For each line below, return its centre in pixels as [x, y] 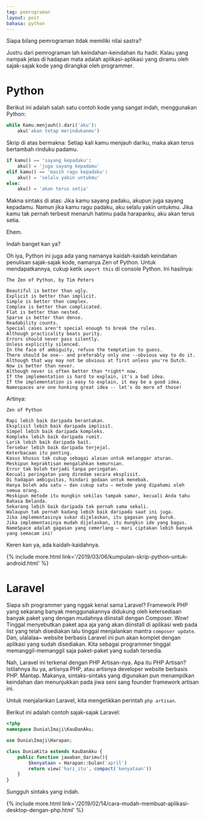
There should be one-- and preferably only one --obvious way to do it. [101, 355]
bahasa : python [26, 23]
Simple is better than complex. [47, 302]
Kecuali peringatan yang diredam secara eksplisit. [73, 475]
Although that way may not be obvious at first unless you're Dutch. [97, 361]
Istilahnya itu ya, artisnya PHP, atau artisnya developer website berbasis [97, 669]
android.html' [23, 563]
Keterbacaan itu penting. [39, 453]
